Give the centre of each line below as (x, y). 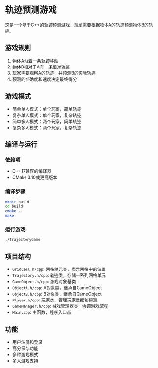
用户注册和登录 (27, 342)
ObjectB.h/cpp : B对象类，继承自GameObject (57, 294)
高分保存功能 (25, 348)
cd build (14, 207)
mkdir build (17, 202)
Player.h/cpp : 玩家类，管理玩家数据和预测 (54, 300)
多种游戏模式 (25, 354)
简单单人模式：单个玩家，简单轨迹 (47, 109)
